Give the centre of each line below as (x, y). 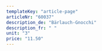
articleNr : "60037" (30, 17)
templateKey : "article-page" (42, 11)
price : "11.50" (25, 39)
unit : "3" (18, 33)
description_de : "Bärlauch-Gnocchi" (51, 22)
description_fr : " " (32, 28)
